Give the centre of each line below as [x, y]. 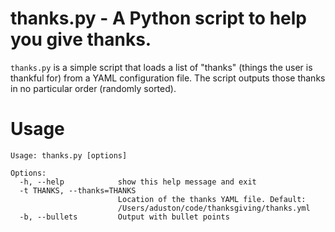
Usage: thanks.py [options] [69, 155]
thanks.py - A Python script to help [159, 18]
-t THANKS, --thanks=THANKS [78, 190]
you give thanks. [81, 39]
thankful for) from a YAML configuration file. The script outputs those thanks [168, 78]
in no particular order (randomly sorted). [93, 88]
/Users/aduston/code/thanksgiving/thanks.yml [214, 208]
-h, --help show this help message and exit [138, 182]
